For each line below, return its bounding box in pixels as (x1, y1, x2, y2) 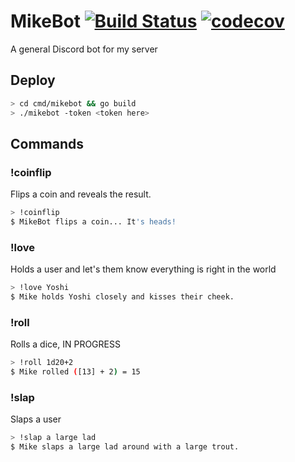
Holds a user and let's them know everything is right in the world (10, 263, 277, 275)
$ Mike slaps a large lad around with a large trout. (10, 442, 240, 452)
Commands (10, 135, 85, 152)
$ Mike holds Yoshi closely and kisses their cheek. (10, 292, 235, 302)
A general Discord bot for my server (10, 43, 158, 55)
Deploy (10, 72, 56, 89)
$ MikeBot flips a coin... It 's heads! (10, 217, 177, 227)
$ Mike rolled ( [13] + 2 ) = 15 (10, 367, 141, 377)
